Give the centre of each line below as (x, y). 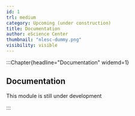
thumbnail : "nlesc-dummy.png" (44, 40)
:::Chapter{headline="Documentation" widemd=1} (68, 62)
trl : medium (21, 17)
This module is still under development (54, 96)
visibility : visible (32, 46)
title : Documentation (33, 29)
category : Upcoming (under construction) (59, 23)
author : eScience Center (37, 34)
